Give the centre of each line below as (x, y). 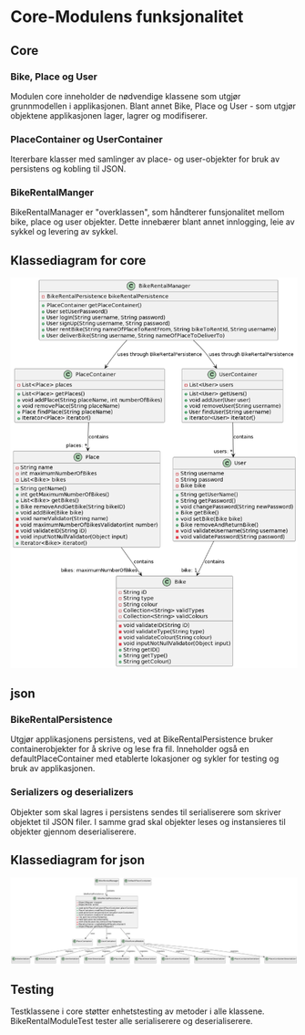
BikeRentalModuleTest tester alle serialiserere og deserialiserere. (132, 1021)
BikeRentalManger (52, 193)
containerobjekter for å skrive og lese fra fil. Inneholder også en (130, 749)
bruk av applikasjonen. (53, 768)
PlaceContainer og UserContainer (86, 139)
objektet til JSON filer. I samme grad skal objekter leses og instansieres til (148, 821)
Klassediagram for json (77, 860)
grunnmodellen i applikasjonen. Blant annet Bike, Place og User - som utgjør (153, 106)
